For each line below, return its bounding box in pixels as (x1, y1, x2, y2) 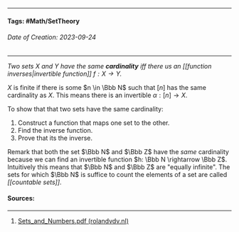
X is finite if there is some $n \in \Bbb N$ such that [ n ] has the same (7, 83, 206, 91)
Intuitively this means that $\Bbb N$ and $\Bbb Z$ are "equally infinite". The (7, 162, 230, 171)
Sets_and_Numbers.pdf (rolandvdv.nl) (17, 217, 129, 225)
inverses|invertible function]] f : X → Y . (7, 69, 122, 78)
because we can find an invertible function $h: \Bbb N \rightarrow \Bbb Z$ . (7, 155, 228, 163)
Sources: (7, 194, 35, 203)
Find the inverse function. (17, 126, 93, 134)
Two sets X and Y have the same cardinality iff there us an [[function (7, 61, 212, 70)
